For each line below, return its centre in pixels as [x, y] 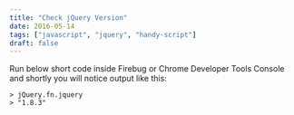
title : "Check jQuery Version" [69, 18]
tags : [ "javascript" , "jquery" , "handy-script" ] [103, 34]
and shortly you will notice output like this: [88, 79]
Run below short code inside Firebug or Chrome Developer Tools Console [147, 69]
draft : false [34, 43]
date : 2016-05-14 [42, 26]
